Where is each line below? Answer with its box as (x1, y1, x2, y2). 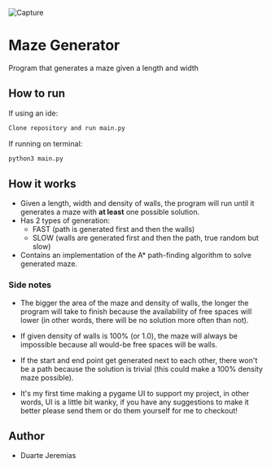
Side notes (8, 279, 52, 290)
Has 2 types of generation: (20, 216, 111, 225)
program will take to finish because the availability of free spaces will (20, 306, 252, 316)
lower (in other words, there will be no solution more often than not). (20, 315, 249, 325)
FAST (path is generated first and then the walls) (32, 225, 195, 234)
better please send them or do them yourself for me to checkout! (20, 405, 238, 415)
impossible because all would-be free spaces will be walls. (20, 339, 218, 349)
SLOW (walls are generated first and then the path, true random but (32, 233, 259, 243)
